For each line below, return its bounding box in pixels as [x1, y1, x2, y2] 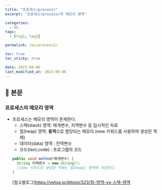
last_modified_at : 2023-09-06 [5, 69, 67, 74]
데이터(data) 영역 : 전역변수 [19, 140, 72, 146]
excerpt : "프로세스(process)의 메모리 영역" [5, 12, 87, 17]
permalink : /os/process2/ [5, 43, 58, 48]
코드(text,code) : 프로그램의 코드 [19, 147, 82, 153]
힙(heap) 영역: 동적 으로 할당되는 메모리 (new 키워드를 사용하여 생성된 [19, 128, 152, 134]
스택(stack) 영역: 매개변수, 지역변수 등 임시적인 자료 [19, 122, 118, 128]
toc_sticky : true [5, 56, 40, 61]
